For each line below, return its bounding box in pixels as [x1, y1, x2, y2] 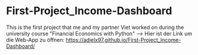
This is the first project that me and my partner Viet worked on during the [6, 24, 184, 31]
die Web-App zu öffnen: [6, 36, 65, 43]
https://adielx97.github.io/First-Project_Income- [66, 36, 181, 43]
